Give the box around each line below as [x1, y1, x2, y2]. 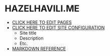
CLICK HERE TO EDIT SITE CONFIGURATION [12, 24, 105, 30]
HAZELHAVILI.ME [5, 3, 80, 14]
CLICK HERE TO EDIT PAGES [12, 19, 72, 25]
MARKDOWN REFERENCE [12, 46, 66, 52]
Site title [19, 30, 37, 36]
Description [19, 35, 44, 41]
